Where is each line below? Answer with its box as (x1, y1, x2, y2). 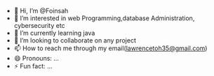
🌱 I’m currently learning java (13, 29, 95, 37)
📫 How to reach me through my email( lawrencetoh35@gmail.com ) (13, 44, 208, 52)
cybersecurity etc (13, 22, 65, 29)
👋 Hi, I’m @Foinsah (13, 7, 69, 15)
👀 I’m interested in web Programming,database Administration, (13, 14, 195, 22)
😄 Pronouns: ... (13, 54, 60, 62)
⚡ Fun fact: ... (13, 62, 53, 70)
